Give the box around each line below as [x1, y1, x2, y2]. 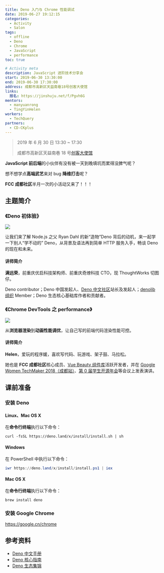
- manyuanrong [9, 102, 38, 108]
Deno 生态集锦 [12, 563, 42, 569]
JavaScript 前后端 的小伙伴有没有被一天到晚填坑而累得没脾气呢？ [5, 160, 136, 166]
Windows [5, 444, 25, 450]
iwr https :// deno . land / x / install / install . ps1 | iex [5, 466, 113, 471]
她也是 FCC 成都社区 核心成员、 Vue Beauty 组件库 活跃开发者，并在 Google [5, 361, 155, 367]
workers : [5, 112, 23, 117]
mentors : [5, 98, 23, 103]
